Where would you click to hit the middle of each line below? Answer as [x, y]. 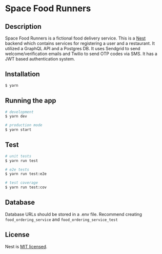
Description [23, 27]
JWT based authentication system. [40, 59]
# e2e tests [17, 169]
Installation [22, 74]
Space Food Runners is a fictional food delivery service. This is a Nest [75, 38]
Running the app [30, 101]
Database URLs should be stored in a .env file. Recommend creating [74, 214]
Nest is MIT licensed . [26, 246]
